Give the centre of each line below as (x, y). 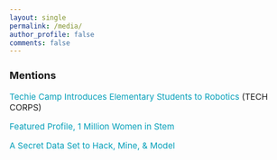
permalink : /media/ (46, 26)
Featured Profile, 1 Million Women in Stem (92, 127)
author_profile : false (52, 34)
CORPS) (26, 107)
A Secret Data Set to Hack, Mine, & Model (92, 146)
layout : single (38, 18)
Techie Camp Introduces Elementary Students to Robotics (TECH (139, 97)
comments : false (40, 43)
